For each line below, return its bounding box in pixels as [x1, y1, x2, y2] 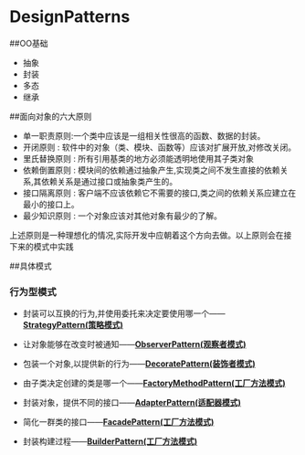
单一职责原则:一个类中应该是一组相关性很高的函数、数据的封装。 [22, 130, 266, 141]
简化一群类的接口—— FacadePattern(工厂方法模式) [22, 417, 215, 428]
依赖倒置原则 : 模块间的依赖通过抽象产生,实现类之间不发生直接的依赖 [22, 164, 280, 175]
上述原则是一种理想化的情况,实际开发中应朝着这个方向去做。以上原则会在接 [9, 229, 292, 240]
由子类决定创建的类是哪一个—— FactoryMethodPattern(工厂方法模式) [22, 377, 286, 389]
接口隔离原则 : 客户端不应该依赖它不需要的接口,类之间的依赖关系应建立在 [22, 187, 297, 198]
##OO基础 [9, 37, 48, 48]
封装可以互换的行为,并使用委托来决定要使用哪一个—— [22, 308, 226, 319]
